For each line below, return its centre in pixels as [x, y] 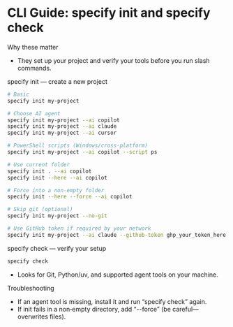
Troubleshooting [31, 288]
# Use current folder [39, 165]
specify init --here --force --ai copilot [70, 197]
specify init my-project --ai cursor [62, 133]
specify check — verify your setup [57, 248]
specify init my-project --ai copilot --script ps [82, 152]
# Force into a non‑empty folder [56, 190]
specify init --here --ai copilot [58, 177]
